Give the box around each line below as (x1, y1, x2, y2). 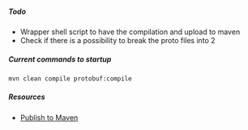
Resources (8, 92, 46, 102)
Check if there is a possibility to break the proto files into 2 (19, 35, 216, 45)
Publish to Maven (19, 112, 79, 122)
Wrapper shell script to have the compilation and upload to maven (19, 27, 241, 37)
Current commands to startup (8, 54, 112, 64)
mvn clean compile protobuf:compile (8, 74, 132, 83)
